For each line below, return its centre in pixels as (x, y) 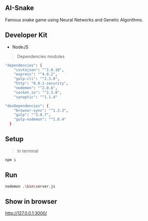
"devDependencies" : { (27, 106)
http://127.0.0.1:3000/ (26, 213)
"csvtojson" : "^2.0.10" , (39, 70)
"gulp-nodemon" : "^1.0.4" (40, 120)
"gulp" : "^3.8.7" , (32, 115)
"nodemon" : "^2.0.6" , (36, 88)
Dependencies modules (41, 56)
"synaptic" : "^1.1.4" (36, 97)
